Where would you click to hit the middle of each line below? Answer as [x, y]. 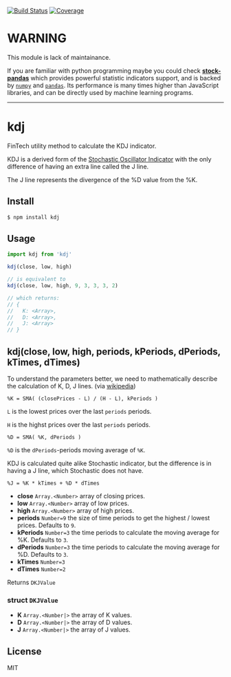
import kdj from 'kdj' [40, 254]
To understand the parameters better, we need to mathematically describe [112, 379]
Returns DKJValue [32, 582]
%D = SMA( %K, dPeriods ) [44, 437]
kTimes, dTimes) [44, 362]
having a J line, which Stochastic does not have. [75, 470]
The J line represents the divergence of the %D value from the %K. [102, 179]
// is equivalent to [37, 279]
